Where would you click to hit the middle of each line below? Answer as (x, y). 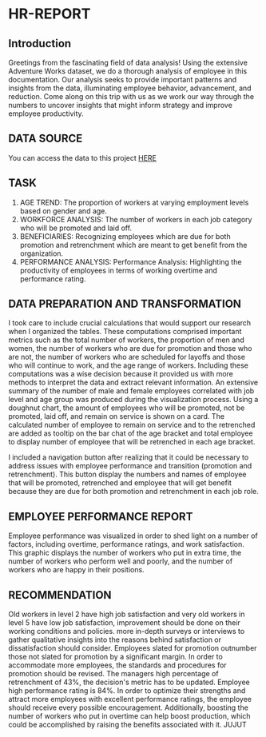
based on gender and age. (64, 211)
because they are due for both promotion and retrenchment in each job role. (134, 492)
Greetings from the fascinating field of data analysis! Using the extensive (128, 62)
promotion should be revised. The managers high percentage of (113, 674)
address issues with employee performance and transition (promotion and (130, 466)
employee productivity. (46, 114)
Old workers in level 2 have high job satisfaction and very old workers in (127, 614)
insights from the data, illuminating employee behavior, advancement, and (130, 88)
